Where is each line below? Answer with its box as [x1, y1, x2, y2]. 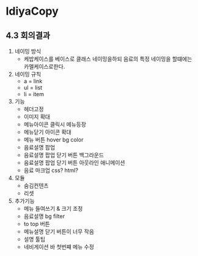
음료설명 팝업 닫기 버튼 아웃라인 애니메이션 [23, 159, 126, 166]
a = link [23, 78, 43, 85]
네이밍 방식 [14, 48, 42, 55]
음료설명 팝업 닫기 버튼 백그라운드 [23, 151, 105, 159]
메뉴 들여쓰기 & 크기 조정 [23, 205, 83, 212]
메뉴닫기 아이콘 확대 [23, 129, 71, 135]
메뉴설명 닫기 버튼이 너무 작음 [23, 228, 94, 235]
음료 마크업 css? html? [23, 167, 79, 174]
